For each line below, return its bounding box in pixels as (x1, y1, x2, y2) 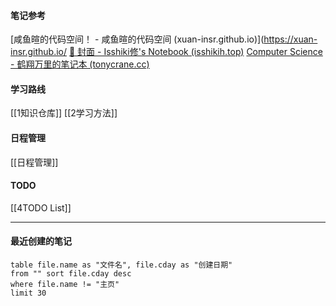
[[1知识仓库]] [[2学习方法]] (10, 107, 118, 119)
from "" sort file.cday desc (10, 269, 132, 279)
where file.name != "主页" (10, 280, 120, 290)
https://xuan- (263, 33, 318, 45)
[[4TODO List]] (10, 201, 72, 214)
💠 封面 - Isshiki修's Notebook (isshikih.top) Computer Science (68, 46, 323, 58)
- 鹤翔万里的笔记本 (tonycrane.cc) (10, 58, 150, 70)
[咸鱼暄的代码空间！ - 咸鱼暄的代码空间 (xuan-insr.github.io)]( (10, 33, 265, 45)
